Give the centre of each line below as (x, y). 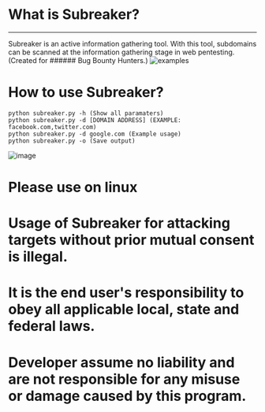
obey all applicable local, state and (124, 310)
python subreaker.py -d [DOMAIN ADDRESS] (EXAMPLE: (95, 120)
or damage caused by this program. (127, 396)
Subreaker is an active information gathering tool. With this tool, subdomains (132, 43)
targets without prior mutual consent (131, 240)
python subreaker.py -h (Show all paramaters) (86, 113)
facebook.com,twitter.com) (52, 127)
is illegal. (38, 257)
